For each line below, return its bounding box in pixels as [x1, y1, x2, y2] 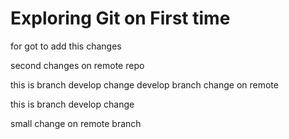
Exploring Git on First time [10, 7, 231, 30]
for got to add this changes [10, 40, 122, 52]
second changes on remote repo [10, 59, 145, 71]
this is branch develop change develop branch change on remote [10, 78, 279, 91]
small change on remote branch [10, 117, 142, 129]
